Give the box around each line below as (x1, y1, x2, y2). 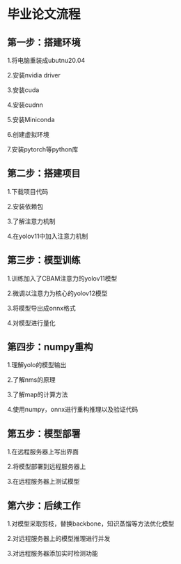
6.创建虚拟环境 (7, 131, 50, 138)
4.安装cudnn (7, 101, 43, 109)
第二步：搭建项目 (7, 168, 81, 179)
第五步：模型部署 (7, 427, 81, 440)
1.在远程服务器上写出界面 (7, 447, 79, 456)
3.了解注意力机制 (7, 217, 56, 225)
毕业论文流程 (7, 6, 81, 22)
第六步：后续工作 (7, 500, 81, 512)
